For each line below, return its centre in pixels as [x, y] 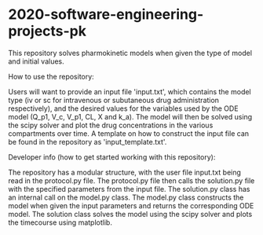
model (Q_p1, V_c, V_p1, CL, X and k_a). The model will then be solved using [130, 116]
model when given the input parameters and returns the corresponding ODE [131, 205]
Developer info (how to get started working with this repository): [112, 157]
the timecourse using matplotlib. [60, 222]
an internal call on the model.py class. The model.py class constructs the [126, 197]
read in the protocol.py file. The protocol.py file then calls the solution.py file [131, 180]
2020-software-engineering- [106, 15]
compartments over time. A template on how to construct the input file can [129, 133]
